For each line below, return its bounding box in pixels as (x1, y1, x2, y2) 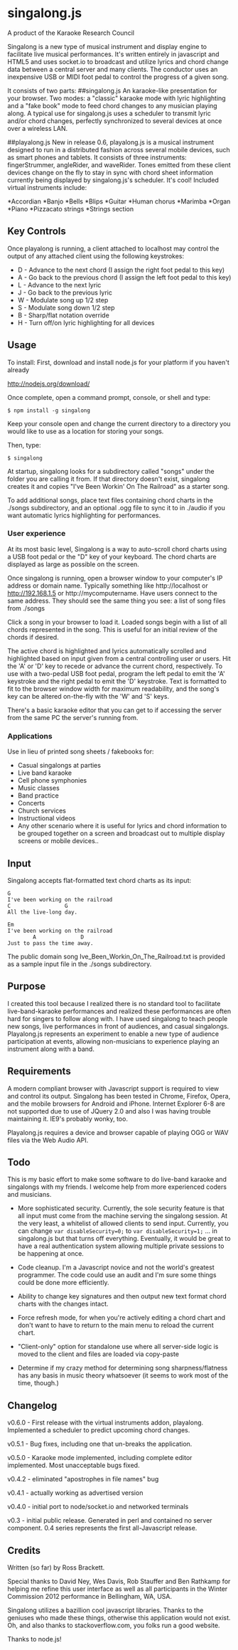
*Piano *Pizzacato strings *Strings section (7, 204, 134, 213)
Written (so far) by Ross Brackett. (7, 1563, 105, 1572)
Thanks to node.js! (7, 1635, 62, 1644)
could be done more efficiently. (17, 1279, 109, 1287)
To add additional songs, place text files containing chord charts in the (7, 496, 213, 504)
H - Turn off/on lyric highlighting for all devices (17, 318, 155, 327)
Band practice (17, 791, 59, 800)
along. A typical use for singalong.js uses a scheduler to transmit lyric (7, 109, 211, 117)
